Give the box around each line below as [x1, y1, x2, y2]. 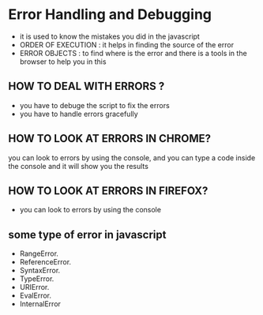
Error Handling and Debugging [8, 6, 212, 24]
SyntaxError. [19, 266, 61, 276]
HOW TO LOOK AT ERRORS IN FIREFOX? [8, 184, 209, 197]
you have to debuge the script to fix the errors [19, 100, 170, 110]
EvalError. [19, 291, 52, 301]
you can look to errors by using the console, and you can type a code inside [8, 152, 256, 163]
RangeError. [19, 249, 59, 258]
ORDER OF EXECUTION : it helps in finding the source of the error [19, 39, 235, 49]
